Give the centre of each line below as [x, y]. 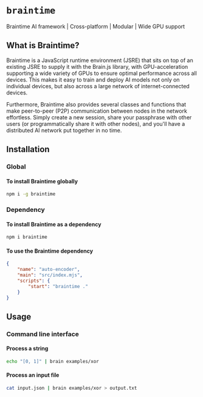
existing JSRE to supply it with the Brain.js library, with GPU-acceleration [97, 66]
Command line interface [43, 334]
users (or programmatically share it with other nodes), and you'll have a [96, 124]
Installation [28, 149]
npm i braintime [27, 237]
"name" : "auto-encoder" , [49, 270]
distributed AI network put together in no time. [64, 130]
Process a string [27, 348]
